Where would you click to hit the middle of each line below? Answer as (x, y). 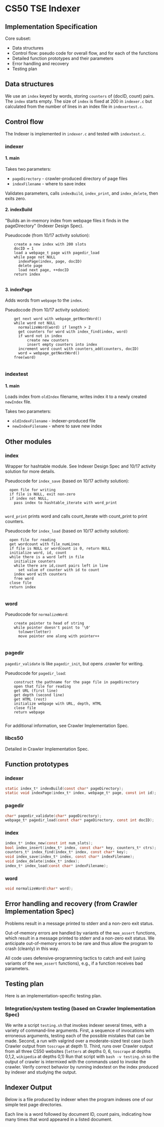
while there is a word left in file (47, 557)
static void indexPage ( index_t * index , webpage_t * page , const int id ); (81, 793)
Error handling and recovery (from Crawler (71, 904)
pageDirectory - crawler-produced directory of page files (70, 178)
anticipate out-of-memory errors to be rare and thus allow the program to (79, 943)
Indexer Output (29, 1088)
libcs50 (14, 738)
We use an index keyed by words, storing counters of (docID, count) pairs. (80, 96)
